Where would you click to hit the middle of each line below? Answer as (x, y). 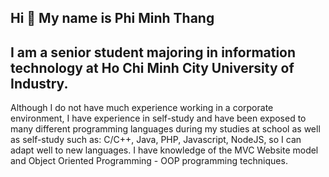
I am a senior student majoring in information (153, 52)
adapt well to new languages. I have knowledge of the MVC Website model (164, 150)
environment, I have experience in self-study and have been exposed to (158, 118)
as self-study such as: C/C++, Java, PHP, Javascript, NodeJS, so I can (156, 140)
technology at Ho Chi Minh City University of (152, 67)
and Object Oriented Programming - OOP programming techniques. (149, 161)
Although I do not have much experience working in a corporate (142, 108)
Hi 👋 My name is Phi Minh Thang (112, 18)
